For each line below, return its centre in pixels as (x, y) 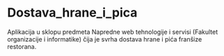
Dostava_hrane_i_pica (72, 13)
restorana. (22, 46)
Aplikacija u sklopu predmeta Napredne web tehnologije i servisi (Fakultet (112, 32)
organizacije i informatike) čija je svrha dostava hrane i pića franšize (105, 39)
